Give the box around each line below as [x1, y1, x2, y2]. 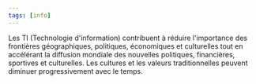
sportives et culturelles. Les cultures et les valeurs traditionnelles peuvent [8, 58, 248, 68]
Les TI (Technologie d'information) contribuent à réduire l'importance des [8, 33, 247, 42]
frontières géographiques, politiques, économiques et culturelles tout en [8, 41, 243, 51]
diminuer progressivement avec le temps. [8, 66, 144, 75]
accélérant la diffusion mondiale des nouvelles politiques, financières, [8, 49, 235, 59]
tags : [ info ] [8, 11, 51, 20]
